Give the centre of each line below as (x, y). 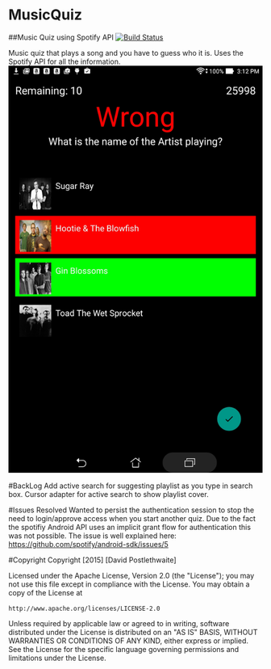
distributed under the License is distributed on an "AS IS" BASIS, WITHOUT (133, 633)
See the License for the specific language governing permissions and (124, 650)
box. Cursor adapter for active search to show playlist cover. (108, 494)
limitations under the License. (57, 658)
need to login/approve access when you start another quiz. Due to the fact (132, 519)
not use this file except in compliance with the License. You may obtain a (129, 584)
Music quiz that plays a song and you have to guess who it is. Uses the (126, 53)
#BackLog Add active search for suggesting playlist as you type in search (131, 486)
